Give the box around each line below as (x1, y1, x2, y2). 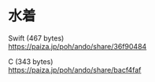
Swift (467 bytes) (8, 33, 65, 43)
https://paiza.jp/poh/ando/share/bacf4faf (8, 65, 142, 74)
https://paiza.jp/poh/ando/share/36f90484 (8, 41, 147, 51)
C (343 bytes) (8, 56, 54, 66)
